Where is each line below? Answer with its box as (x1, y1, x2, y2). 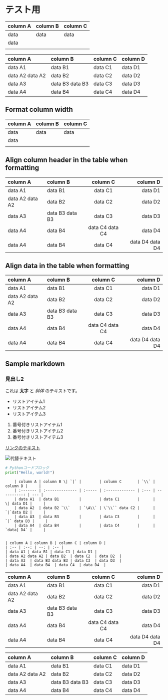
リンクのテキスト (5, 445, 40, 451)
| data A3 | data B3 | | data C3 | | (14, 514, 155, 519)
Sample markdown (5, 359, 65, 368)
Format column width (5, 105, 73, 114)
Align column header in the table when (5, 156, 128, 164)
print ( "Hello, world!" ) (5, 470, 55, 475)
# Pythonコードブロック (5, 465, 49, 471)
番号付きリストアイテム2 (12, 428, 63, 434)
